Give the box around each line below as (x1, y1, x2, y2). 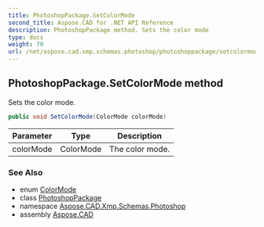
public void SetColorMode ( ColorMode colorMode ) (8, 113, 167, 121)
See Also (8, 167, 43, 178)
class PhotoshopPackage (19, 193, 102, 202)
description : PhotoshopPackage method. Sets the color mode (8, 26, 210, 34)
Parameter (12, 130, 53, 141)
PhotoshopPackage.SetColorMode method (8, 77, 224, 90)
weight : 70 (8, 41, 44, 49)
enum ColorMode (19, 185, 77, 194)
